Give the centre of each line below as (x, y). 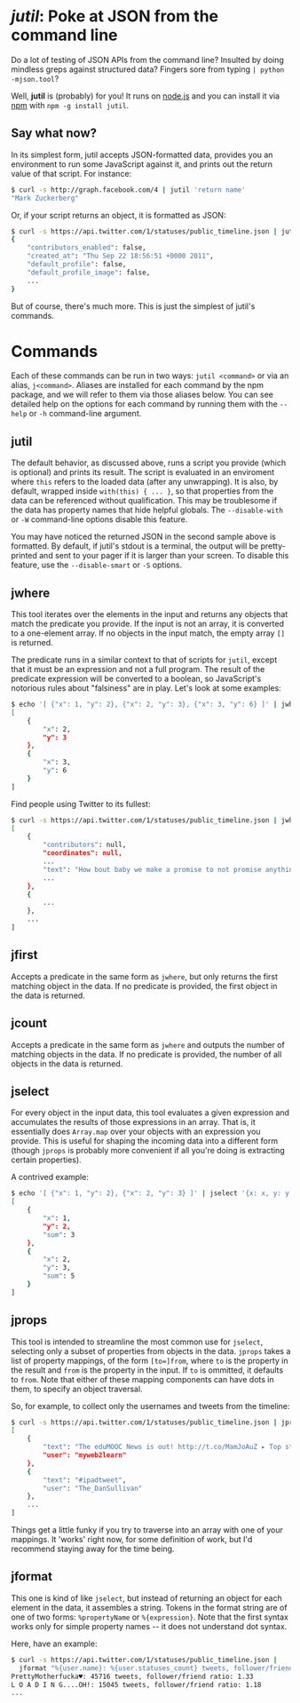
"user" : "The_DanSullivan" (93, 1488)
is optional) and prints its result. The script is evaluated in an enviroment (143, 472)
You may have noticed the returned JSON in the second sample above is (144, 537)
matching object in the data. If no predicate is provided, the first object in (144, 986)
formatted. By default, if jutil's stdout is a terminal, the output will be (135, 546)
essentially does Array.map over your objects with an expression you (136, 1132)
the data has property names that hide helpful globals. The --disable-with (147, 510)
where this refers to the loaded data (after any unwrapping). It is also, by (145, 482)
